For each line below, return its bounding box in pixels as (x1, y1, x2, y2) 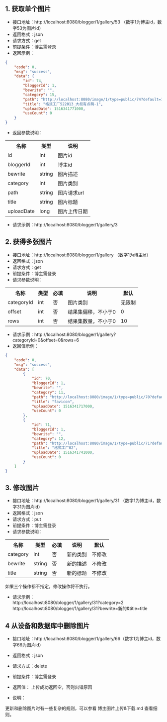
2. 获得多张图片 (5, 238, 52, 246)
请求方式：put (12, 516, 41, 522)
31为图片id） (16, 504, 43, 510)
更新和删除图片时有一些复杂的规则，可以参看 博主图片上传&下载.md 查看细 (5, 706, 158, 712)
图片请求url (58, 190, 84, 197)
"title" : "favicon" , (31, 399, 75, 404)
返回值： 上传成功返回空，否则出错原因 (12, 684, 92, 690)
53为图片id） (16, 25, 44, 31)
